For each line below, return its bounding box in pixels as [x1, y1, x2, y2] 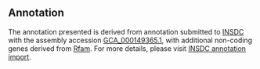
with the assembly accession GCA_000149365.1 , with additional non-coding [8, 35, 253, 45]
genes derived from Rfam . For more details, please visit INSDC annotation [8, 43, 247, 53]
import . [8, 52, 31, 61]
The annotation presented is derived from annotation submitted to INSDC [8, 27, 244, 36]
